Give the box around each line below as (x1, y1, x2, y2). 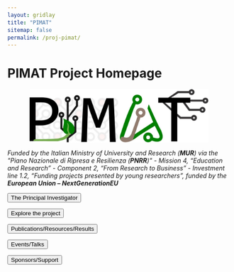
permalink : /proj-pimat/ (7, 34, 81, 41)
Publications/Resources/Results (11, 225, 94, 233)
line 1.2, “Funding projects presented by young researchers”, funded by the (7, 171, 227, 180)
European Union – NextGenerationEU (7, 179, 119, 187)
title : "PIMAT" (7, 18, 52, 26)
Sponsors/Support (11, 256, 59, 264)
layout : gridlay (7, 11, 55, 18)
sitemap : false (7, 26, 52, 33)
